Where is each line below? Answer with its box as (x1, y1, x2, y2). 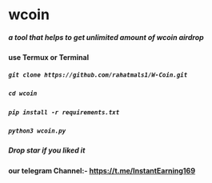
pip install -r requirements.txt (8, 108, 120, 117)
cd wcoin (8, 90, 38, 97)
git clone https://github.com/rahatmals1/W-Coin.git (8, 70, 188, 79)
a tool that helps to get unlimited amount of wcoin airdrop (8, 32, 204, 42)
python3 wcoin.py (8, 126, 66, 135)
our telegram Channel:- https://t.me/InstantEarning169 (8, 165, 196, 175)
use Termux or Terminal (8, 53, 90, 62)
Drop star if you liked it (8, 145, 86, 155)
